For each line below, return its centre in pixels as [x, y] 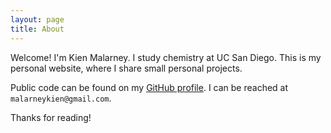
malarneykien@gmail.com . [61, 98]
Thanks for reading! [51, 117]
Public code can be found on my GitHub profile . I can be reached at [149, 87]
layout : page [37, 19]
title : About [37, 29]
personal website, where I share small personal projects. [126, 68]
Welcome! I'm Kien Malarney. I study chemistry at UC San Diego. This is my [166, 57]
